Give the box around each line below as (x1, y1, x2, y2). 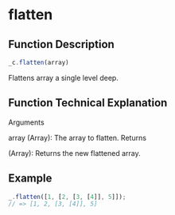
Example (8, 172, 52, 185)
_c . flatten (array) (8, 58, 69, 66)
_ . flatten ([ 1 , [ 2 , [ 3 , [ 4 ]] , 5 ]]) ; (8, 193, 126, 201)
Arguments (8, 117, 45, 127)
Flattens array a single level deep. (8, 73, 119, 82)
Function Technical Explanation (8, 96, 168, 109)
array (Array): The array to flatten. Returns (8, 133, 147, 142)
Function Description (8, 38, 115, 51)
